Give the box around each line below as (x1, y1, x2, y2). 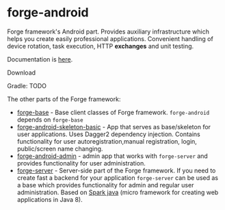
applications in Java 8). (16, 195, 83, 203)
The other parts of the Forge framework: (7, 94, 121, 103)
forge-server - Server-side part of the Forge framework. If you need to (16, 166, 216, 174)
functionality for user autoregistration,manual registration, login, (16, 137, 197, 145)
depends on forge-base (16, 115, 83, 124)
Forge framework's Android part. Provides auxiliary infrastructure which (7, 27, 210, 36)
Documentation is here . (7, 55, 73, 63)
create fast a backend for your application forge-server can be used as (16, 173, 219, 182)
